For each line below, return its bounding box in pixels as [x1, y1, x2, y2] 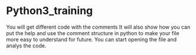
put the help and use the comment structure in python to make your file [6, 29, 179, 36]
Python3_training [6, 4, 93, 18]
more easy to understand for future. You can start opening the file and [6, 36, 177, 43]
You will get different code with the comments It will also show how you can [6, 23, 191, 30]
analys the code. [6, 42, 47, 49]
